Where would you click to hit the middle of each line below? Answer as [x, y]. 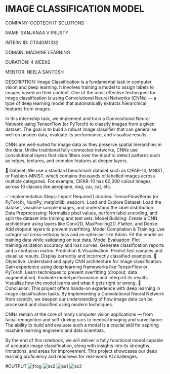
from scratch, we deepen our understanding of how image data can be [79, 299]
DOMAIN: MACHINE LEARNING [38, 52]
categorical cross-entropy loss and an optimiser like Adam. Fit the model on [84, 234]
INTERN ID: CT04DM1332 [32, 42]
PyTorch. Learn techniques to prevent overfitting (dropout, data [71, 272]
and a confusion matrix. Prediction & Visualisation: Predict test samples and [84, 250]
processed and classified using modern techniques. [59, 304]
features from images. [28, 108]
